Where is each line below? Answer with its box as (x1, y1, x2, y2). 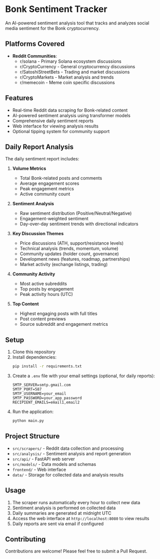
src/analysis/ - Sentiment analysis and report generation (12, 450, 131, 456)
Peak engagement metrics (19, 186, 74, 192)
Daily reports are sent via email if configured (12, 521, 104, 527)
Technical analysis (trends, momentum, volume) (19, 246, 119, 252)
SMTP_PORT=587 (12, 387, 42, 392)
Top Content (12, 301, 39, 307)
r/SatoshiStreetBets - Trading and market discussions (19, 69, 130, 75)
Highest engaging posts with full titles (19, 310, 98, 317)
